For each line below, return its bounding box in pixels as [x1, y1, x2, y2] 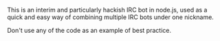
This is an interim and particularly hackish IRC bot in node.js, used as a [7, 6, 208, 14]
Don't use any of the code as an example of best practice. [7, 27, 172, 34]
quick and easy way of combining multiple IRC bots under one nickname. [7, 13, 214, 21]
